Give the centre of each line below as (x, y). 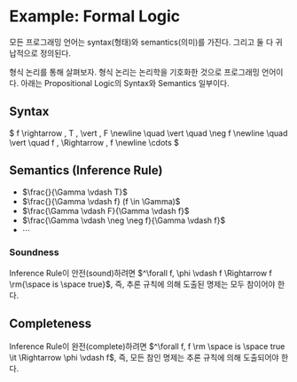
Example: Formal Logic (95, 16)
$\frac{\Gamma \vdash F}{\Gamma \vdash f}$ (106, 211)
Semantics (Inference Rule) (86, 171)
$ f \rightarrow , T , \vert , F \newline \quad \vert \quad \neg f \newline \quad (148, 133)
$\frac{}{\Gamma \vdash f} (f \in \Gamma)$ (101, 201)
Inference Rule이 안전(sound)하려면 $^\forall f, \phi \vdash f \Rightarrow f (141, 273)
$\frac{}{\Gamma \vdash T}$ (75, 192)
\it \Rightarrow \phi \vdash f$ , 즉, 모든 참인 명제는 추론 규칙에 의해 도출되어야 (144, 357)
